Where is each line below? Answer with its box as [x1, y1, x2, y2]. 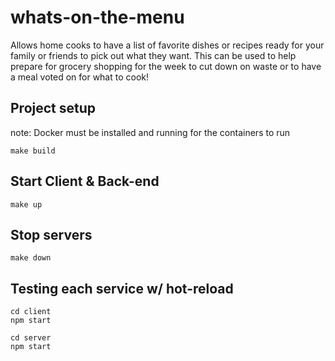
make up [10, 199, 43, 210]
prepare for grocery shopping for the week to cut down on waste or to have [10, 60, 322, 72]
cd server [10, 333, 52, 343]
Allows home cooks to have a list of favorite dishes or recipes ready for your [10, 39, 325, 51]
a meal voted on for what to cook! [10, 71, 150, 83]
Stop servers [10, 226, 93, 243]
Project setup [10, 100, 97, 117]
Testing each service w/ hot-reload [10, 280, 234, 297]
